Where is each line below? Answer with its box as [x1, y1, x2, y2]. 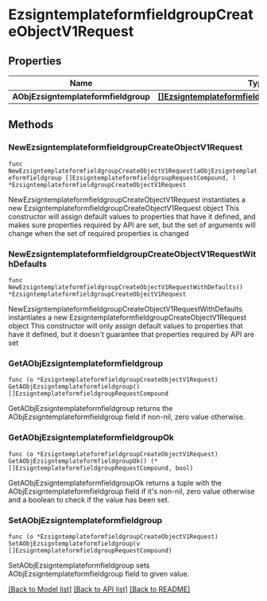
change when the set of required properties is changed [8, 228, 189, 238]
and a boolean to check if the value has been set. [8, 494, 170, 504]
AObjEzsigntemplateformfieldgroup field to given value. [8, 568, 190, 578]
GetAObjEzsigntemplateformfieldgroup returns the [8, 404, 173, 413]
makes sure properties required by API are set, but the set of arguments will [8, 220, 256, 230]
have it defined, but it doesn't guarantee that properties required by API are [8, 329, 254, 339]
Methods [8, 118, 54, 132]
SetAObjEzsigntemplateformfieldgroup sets [8, 560, 150, 570]
